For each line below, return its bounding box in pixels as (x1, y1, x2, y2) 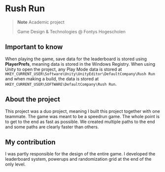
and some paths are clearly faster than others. (5, 123, 99, 130)
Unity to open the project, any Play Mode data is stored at (5, 66, 122, 72)
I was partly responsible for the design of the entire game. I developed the (5, 151, 156, 157)
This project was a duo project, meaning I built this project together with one (5, 108, 160, 114)
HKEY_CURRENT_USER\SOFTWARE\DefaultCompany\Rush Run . (5, 81, 117, 87)
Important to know (5, 43, 63, 51)
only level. (5, 161, 26, 167)
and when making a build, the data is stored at (5, 75, 99, 81)
